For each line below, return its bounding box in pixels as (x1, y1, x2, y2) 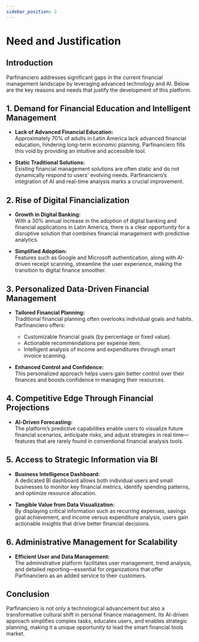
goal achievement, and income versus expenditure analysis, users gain (14, 514, 189, 521)
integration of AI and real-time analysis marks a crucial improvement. (14, 178, 184, 185)
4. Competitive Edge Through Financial (6, 394, 154, 404)
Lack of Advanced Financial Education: (14, 128, 114, 136)
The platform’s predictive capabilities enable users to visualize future (14, 424, 184, 432)
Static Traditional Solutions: (14, 159, 86, 166)
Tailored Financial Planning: (14, 309, 85, 316)
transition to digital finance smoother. (14, 267, 106, 274)
